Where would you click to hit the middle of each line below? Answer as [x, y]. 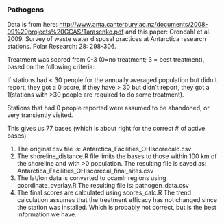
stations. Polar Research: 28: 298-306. [62, 47]
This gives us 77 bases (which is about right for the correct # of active [106, 129]
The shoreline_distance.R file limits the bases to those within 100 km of [117, 156]
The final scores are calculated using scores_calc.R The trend [104, 192]
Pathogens [26, 10]
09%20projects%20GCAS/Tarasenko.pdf [66, 32]
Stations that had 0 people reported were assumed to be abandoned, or [109, 108]
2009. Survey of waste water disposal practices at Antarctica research [107, 39]
